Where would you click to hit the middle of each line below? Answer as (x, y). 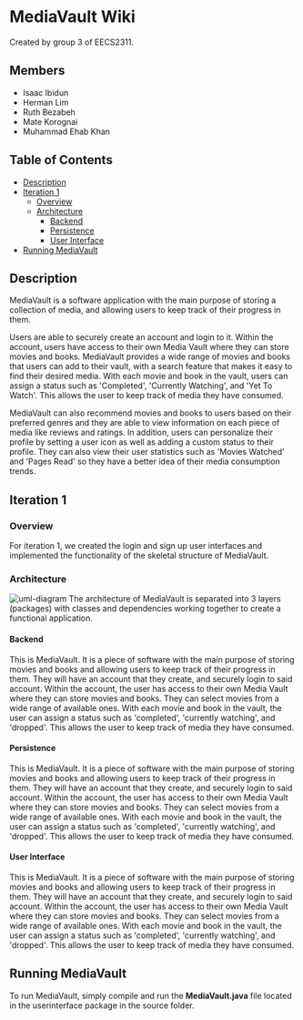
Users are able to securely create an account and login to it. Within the (141, 337)
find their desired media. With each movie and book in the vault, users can (149, 376)
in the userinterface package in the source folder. (102, 1005)
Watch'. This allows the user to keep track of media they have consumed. (146, 396)
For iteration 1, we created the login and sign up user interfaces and (136, 546)
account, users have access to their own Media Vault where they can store (149, 347)
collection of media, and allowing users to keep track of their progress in (145, 310)
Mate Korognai (50, 121)
